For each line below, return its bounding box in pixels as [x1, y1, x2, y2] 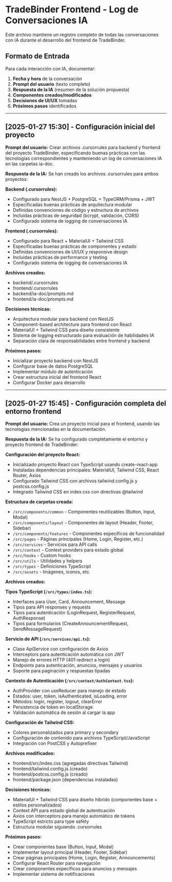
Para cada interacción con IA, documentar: [5, 65, 96, 71]
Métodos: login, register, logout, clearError [12, 699, 102, 705]
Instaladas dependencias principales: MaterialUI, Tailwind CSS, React [12, 467, 159, 473]
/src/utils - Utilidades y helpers [12, 558, 83, 564]
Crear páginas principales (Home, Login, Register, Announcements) [12, 855, 155, 861]
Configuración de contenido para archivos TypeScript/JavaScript [12, 735, 150, 741]
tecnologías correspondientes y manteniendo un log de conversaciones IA [5, 155, 162, 161]
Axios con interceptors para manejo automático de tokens [12, 813, 135, 819]
